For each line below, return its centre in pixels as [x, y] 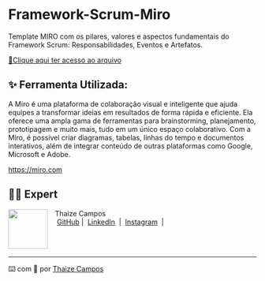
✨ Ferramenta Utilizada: [68, 85]
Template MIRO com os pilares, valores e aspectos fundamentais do [119, 36]
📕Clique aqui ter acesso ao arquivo [65, 60]
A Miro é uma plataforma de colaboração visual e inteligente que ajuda [123, 103]
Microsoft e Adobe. [39, 154]
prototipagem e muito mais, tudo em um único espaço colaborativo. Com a [129, 129]
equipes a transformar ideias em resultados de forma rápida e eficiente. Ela [131, 112]
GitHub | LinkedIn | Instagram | [110, 222]
